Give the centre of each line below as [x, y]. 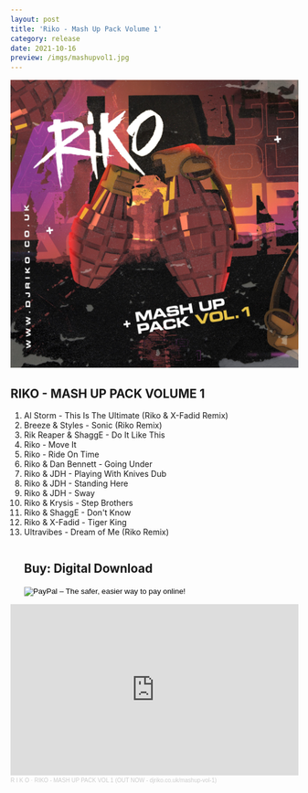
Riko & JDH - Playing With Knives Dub [95, 473]
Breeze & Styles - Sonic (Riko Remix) [93, 425]
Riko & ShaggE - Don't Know [77, 513]
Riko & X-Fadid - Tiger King [75, 522]
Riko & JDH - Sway [59, 492]
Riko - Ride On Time [61, 454]
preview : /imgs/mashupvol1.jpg [70, 58]
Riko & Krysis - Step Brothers [78, 502]
